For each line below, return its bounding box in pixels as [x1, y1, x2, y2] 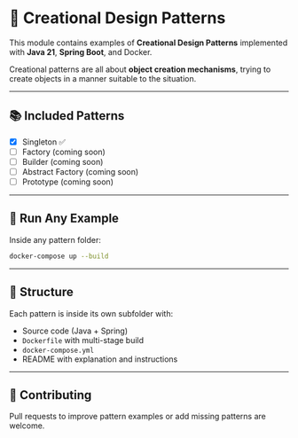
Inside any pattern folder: [9, 234, 102, 245]
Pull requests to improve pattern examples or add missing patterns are [9, 411, 266, 422]
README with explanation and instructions [21, 354, 178, 364]
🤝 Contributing [9, 387, 92, 403]
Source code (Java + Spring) [21, 325, 129, 336]
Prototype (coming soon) [21, 176, 114, 187]
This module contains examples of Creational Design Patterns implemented [9, 37, 288, 48]
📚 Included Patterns [9, 108, 125, 123]
